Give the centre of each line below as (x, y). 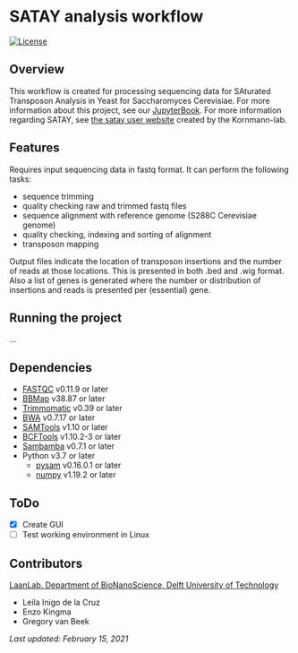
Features (34, 148)
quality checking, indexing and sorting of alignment (117, 234)
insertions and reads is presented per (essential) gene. (110, 289)
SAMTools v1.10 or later (65, 427)
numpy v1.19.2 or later (76, 475)
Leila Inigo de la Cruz (61, 602)
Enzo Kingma (47, 612)
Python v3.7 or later (59, 456)
